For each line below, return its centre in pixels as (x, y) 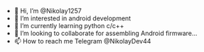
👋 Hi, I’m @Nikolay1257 (48, 11)
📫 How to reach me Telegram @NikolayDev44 (82, 41)
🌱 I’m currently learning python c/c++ (69, 26)
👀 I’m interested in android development (73, 18)
